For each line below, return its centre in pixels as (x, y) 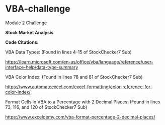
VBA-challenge (38, 9)
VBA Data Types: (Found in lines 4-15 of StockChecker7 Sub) (68, 52)
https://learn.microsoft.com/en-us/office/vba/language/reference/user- (79, 61)
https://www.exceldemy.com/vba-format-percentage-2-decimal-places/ (80, 117)
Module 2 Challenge (26, 23)
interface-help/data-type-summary (42, 67)
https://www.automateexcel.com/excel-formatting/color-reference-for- (79, 87)
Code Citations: (22, 42)
